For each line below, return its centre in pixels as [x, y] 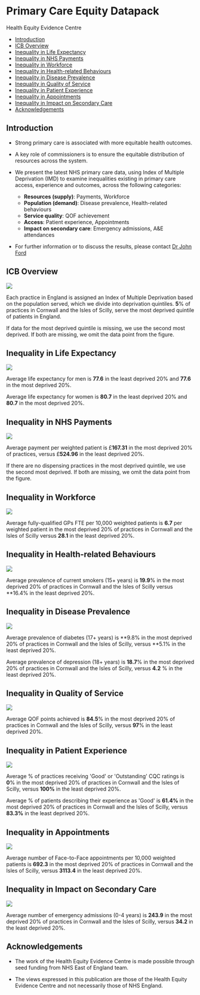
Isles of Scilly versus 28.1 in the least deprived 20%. [70, 536]
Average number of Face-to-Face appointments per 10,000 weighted [91, 858]
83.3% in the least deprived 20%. [48, 813]
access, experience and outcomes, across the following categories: [98, 185]
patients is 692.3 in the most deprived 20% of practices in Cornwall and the [100, 864]
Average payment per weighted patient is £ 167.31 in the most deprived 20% [99, 448]
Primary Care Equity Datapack [83, 11]
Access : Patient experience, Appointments [76, 222]
